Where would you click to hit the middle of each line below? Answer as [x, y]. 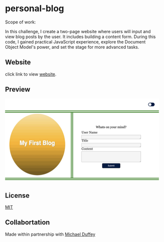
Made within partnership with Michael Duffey [50, 234]
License [17, 195]
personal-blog [35, 9]
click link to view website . [31, 74]
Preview [18, 90]
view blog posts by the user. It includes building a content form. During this [81, 37]
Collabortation [28, 222]
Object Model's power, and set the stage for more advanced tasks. [72, 47]
